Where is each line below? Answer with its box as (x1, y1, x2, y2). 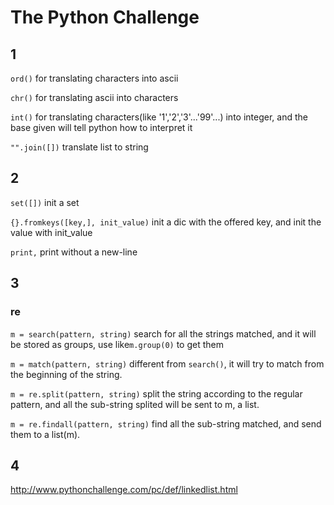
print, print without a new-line (10, 246, 138, 258)
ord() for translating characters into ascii (10, 72, 179, 84)
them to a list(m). (10, 428, 81, 440)
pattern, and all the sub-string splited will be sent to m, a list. (10, 398, 260, 410)
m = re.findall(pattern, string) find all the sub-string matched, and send (10, 417, 322, 430)
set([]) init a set (10, 196, 80, 208)
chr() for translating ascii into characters (10, 92, 179, 103)
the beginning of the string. (10, 368, 123, 380)
